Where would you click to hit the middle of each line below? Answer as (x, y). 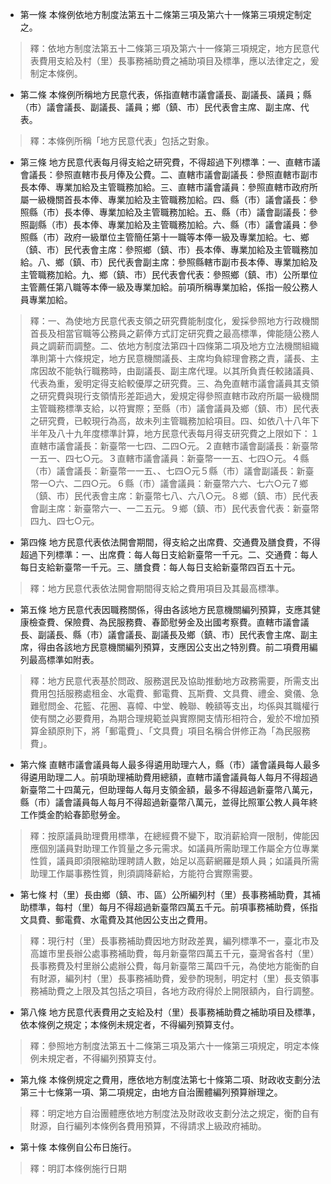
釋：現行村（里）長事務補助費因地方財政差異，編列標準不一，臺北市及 (174, 941)
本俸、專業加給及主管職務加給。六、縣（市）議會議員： (195, 224)
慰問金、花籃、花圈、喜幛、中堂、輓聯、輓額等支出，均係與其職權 (174, 706)
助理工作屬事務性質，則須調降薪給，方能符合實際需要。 (143, 873)
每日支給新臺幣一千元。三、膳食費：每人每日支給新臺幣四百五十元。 (160, 567)
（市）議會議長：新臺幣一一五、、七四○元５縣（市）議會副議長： (163, 471)
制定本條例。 (56, 73)
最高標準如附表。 (64, 659)
